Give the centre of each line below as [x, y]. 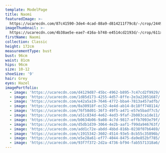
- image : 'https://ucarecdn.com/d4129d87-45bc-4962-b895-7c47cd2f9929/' [86, 92]
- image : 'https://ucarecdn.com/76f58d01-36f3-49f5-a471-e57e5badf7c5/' [86, 111]
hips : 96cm [16, 65]
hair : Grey [16, 78]
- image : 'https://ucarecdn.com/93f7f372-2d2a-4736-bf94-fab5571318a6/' [86, 143]
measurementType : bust [28, 51]
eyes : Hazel [17, 83]
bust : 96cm [16, 56]
